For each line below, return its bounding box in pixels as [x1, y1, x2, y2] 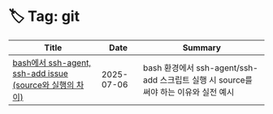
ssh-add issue [12, 67, 69, 78]
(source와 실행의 [12, 79, 75, 91]
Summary [182, 42, 222, 53]
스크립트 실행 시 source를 [159, 74, 253, 86]
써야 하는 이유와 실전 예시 [143, 87, 235, 98]
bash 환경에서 [143, 62, 195, 74]
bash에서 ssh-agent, [12, 57, 92, 68]
